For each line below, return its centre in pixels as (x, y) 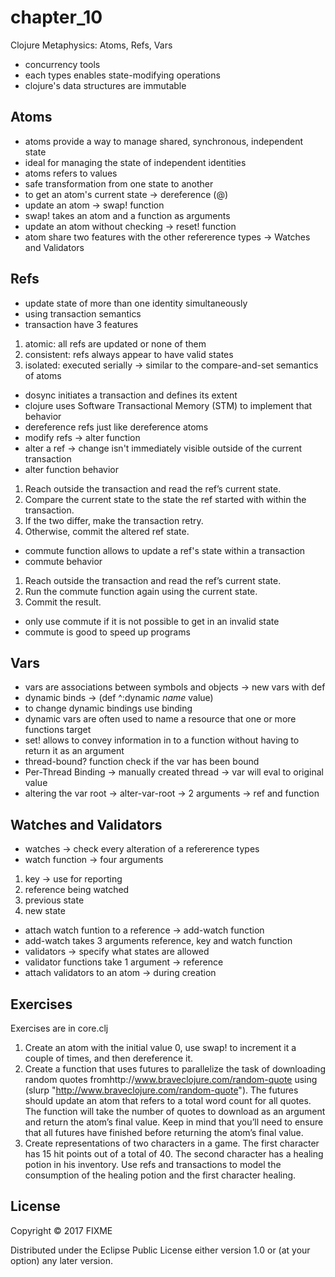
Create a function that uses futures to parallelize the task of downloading (175, 1069)
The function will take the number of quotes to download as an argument (175, 1111)
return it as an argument (74, 751)
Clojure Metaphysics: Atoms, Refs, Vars (91, 45)
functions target (58, 730)
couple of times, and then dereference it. (109, 1058)
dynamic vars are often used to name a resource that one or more (160, 719)
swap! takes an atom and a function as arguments (127, 215)
